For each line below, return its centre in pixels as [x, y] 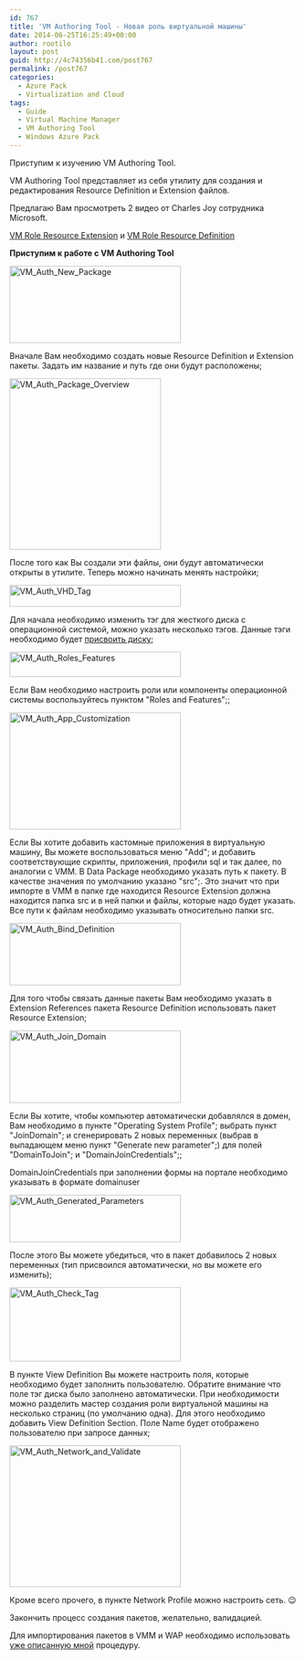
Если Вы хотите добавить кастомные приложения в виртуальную [137, 842]
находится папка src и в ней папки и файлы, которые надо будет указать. [153, 900]
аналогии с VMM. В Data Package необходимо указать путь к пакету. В [148, 871]
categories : [32, 78]
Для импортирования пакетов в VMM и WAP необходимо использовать [150, 1635]
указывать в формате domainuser [75, 1182]
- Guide [32, 111]
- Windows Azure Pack [59, 137]
